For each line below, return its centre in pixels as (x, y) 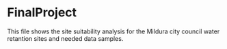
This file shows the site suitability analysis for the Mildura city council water (113, 31)
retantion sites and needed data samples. (65, 38)
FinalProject (42, 13)
